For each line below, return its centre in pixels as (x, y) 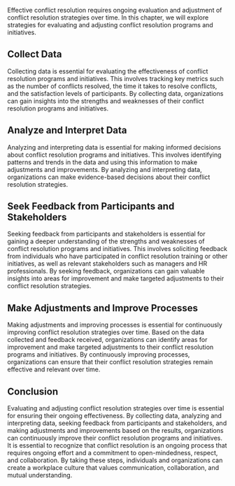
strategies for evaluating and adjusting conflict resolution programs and (110, 25)
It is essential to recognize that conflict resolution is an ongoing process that (117, 445)
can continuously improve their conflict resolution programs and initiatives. (115, 438)
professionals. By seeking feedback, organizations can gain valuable (106, 271)
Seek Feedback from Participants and (91, 207)
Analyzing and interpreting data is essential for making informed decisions (114, 147)
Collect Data (35, 54)
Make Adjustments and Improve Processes (102, 308)
